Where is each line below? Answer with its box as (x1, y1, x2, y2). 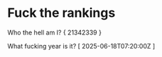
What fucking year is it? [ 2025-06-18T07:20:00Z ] (7, 42, 156, 50)
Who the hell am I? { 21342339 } (7, 28, 102, 37)
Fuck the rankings (7, 5, 116, 21)
